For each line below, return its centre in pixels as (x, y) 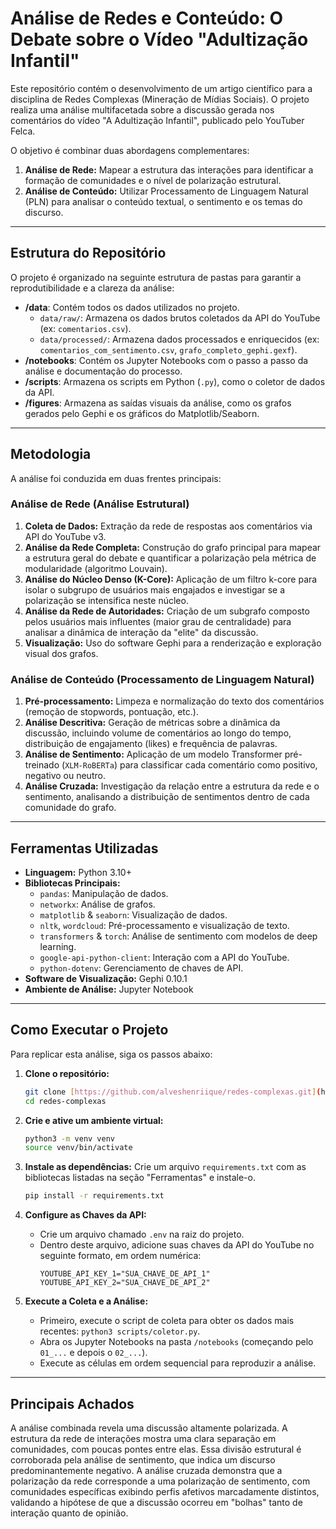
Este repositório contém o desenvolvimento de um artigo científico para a (161, 88)
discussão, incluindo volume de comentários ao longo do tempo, (158, 733)
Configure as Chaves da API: (85, 1215)
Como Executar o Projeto (89, 1030)
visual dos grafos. (61, 653)
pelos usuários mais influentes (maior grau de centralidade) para (158, 621)
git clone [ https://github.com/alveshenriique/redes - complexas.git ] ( (173, 1092)
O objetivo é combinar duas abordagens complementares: (130, 150)
